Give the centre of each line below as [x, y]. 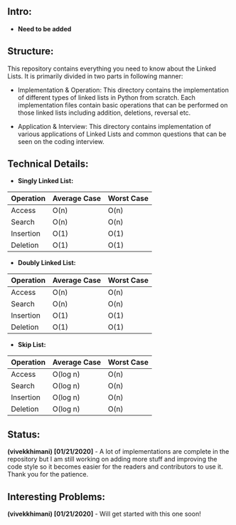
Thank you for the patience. [48, 474]
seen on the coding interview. [61, 141]
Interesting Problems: [56, 497]
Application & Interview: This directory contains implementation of [114, 126]
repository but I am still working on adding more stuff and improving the [112, 459]
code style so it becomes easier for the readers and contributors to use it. [115, 467]
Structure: [31, 52]
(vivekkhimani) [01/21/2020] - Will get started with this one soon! [104, 514]
